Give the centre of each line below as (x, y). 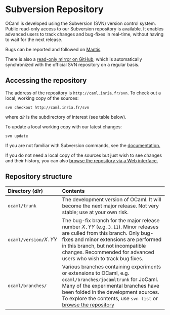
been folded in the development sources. (111, 292)
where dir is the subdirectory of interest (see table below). (66, 117)
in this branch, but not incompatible (104, 246)
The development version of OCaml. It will (112, 199)
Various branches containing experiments (111, 266)
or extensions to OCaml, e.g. (96, 273)
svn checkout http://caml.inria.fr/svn (47, 108)
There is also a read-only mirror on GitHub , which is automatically (74, 59)
